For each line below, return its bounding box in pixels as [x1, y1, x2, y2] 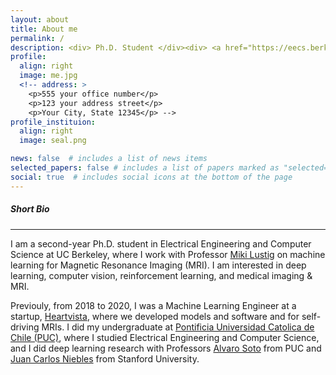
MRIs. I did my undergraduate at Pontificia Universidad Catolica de [41, 321, 315, 333]
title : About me [10, 24, 78, 34]
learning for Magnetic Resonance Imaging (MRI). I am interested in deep [10, 259, 307, 271]
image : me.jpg [19, 71, 78, 81]
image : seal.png [19, 136, 87, 146]
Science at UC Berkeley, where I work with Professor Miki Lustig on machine [10, 248, 326, 260]
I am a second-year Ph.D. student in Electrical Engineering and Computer [10, 237, 312, 250]
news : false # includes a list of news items [10, 154, 208, 164]
